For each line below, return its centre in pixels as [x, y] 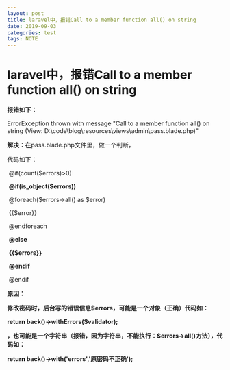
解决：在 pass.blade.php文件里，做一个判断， [71, 145]
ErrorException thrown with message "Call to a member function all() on [108, 123]
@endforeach [28, 226]
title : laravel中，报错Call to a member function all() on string [102, 20]
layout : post [26, 13]
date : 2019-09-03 [32, 26]
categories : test [32, 33]
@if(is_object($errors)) [42, 186]
